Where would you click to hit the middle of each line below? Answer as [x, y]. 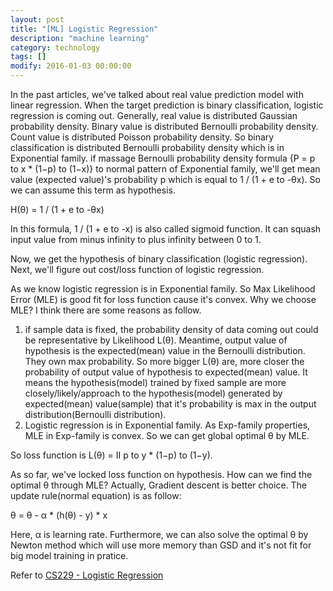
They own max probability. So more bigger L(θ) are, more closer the [164, 361]
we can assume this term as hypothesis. [93, 190]
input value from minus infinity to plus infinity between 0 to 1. [136, 239]
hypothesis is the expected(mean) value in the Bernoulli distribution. [165, 350]
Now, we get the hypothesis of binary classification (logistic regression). [159, 259]
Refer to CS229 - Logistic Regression [87, 575]
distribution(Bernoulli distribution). [95, 414]
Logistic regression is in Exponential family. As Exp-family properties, [167, 425]
